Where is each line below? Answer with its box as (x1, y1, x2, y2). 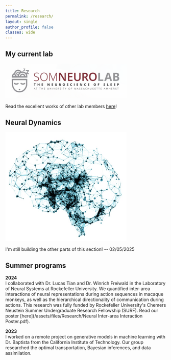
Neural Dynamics (5, 118, 61, 127)
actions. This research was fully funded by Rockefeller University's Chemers (5, 302, 166, 308)
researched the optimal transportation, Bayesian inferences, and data (5, 345, 151, 351)
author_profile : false (5, 25, 54, 30)
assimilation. (5, 350, 32, 356)
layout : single (5, 19, 38, 24)
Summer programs (5, 261, 66, 270)
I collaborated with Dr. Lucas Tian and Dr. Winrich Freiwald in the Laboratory (5, 280, 166, 287)
